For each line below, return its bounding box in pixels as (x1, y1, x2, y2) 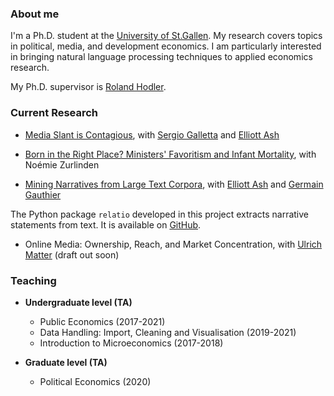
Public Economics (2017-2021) (39, 315, 166, 327)
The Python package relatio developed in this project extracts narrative (10, 208, 309, 220)
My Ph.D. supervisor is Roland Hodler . (10, 81, 167, 93)
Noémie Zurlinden (24, 158, 100, 171)
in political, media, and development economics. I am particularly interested (10, 40, 322, 52)
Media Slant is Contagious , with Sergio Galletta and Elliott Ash (24, 128, 280, 141)
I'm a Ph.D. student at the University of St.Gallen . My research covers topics (10, 30, 323, 42)
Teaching (10, 273, 57, 287)
